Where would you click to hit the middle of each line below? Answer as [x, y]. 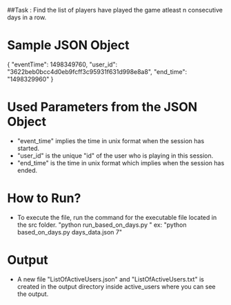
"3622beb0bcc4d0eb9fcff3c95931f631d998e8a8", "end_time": [97, 71]
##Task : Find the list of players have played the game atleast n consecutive [115, 10]
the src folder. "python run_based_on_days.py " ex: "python [102, 225]
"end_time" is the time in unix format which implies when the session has [121, 163]
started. [28, 148]
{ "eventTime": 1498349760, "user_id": [62, 64]
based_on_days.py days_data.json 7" [70, 232]
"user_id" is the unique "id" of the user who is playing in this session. [115, 156]
